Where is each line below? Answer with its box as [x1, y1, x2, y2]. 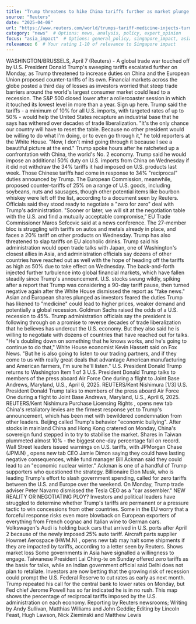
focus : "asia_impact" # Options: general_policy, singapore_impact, [6, 36, 179, 42]
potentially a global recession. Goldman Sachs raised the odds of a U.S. [6, 306, 178, 313]
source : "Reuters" [6, 14, 51, 20]
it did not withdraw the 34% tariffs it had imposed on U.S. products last [6, 163, 177, 170]
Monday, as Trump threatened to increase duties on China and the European [6, 70, 190, 77]
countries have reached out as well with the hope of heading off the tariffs [6, 256, 185, 264]
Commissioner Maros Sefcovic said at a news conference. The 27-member [6, 219, 187, 226]
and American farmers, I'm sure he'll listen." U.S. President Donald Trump [6, 362, 183, 369]
